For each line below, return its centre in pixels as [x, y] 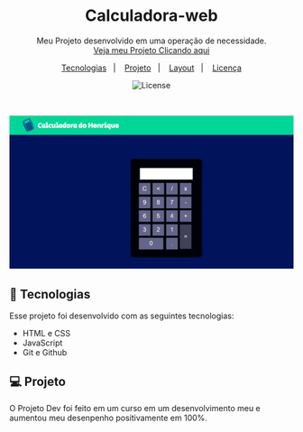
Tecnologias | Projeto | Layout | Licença [151, 68]
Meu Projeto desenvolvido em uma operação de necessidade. [151, 41]
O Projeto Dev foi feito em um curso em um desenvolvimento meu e [135, 408]
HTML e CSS [46, 333]
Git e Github [45, 352]
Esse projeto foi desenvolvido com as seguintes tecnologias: [122, 316]
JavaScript [42, 343]
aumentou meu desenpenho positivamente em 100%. [108, 418]
